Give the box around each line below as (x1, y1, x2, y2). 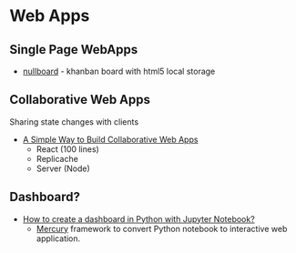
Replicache (36, 153, 79, 164)
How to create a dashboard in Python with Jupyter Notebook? (22, 213, 255, 224)
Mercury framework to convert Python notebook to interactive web (36, 223, 288, 234)
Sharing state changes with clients (9, 116, 139, 127)
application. (36, 233, 81, 244)
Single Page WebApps (9, 42, 138, 57)
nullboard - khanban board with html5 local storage (22, 66, 216, 76)
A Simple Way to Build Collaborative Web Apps (22, 134, 199, 145)
